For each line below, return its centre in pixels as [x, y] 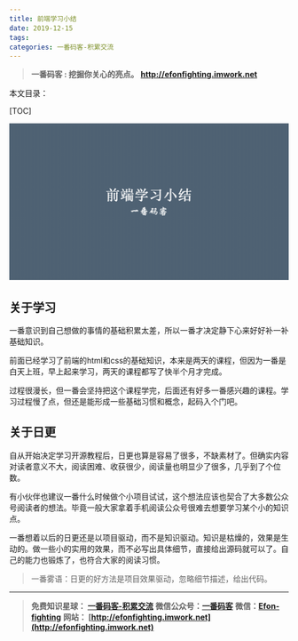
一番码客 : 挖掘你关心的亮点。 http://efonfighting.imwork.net [144, 75]
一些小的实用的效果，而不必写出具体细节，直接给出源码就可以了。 [160, 549]
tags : [19, 37]
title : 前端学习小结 [43, 19]
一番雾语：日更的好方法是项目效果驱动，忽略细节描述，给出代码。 [151, 579]
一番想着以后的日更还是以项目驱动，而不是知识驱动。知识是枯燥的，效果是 [145, 537]
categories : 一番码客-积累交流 [62, 47]
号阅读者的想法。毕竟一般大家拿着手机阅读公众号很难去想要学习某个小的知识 [149, 508]
